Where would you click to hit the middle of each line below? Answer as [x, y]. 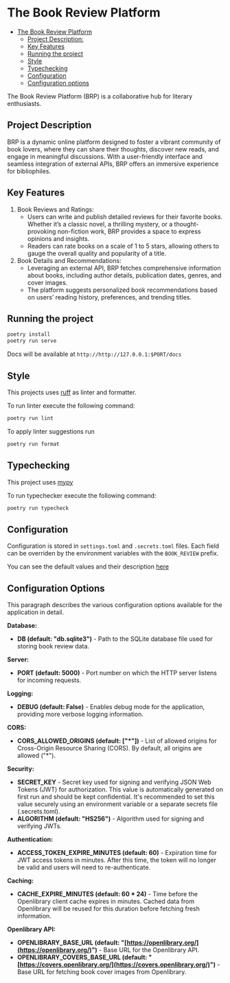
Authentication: [30, 839]
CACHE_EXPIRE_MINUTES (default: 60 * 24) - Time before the [107, 894]
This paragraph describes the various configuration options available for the [115, 605]
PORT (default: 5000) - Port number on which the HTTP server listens [117, 673]
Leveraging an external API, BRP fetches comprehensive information [124, 268]
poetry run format [33, 444]
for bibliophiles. [29, 171]
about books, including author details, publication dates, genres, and [124, 275]
